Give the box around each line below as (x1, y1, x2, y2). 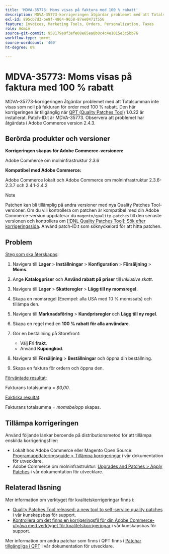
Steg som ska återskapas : (5, 252, 59, 258)
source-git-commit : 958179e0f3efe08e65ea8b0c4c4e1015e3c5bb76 (5, 31, 138, 36)
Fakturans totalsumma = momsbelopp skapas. (5, 404, 101, 410)
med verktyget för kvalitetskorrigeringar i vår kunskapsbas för (28, 522, 157, 528)
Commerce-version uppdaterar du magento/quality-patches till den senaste (5, 213, 162, 219)
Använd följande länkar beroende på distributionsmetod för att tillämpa (5, 432, 152, 438)
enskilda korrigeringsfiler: (5, 438, 58, 444)
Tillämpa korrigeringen (5, 419, 79, 427)
